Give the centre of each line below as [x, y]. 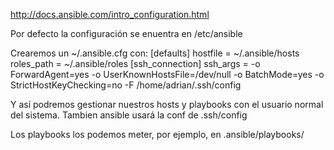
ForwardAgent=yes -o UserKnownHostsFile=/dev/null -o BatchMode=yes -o [167, 74]
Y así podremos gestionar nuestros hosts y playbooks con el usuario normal [167, 104]
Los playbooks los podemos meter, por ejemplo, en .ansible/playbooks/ [157, 134]
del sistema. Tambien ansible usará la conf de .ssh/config [129, 115]
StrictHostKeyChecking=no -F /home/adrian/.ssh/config [126, 85]
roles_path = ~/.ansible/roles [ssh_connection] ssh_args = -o [135, 63]
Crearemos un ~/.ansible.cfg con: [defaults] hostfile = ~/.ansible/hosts [155, 53]
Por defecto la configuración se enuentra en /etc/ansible [126, 33]
